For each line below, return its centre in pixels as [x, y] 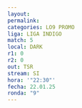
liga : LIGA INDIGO [35, 34]
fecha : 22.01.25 [31, 87]
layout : [19, 14]
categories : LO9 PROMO [41, 27]
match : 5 [20, 40]
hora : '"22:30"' [31, 80]
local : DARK [25, 47]
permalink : [24, 21]
